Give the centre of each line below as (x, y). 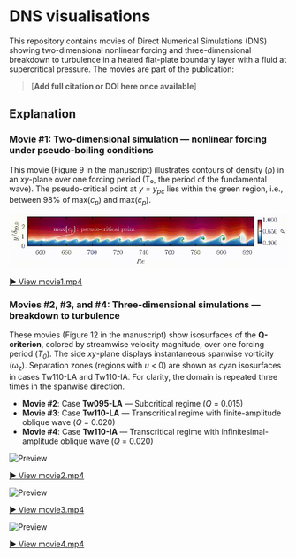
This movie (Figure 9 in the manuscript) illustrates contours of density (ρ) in (147, 169)
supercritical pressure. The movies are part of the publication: (121, 69)
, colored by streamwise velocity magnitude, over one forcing (153, 345)
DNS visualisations (80, 16)
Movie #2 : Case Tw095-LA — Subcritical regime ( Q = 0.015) (133, 403)
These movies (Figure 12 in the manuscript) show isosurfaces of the (133, 335)
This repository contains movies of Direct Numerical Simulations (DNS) (138, 41)
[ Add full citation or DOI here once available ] (114, 86)
